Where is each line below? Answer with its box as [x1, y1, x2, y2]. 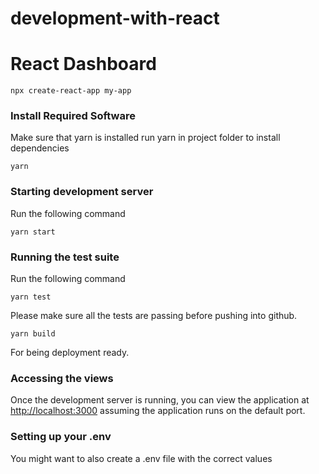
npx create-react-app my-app [10, 86, 132, 96]
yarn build [10, 329, 56, 339]
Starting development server [10, 185, 154, 199]
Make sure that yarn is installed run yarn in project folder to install [10, 132, 281, 144]
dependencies [10, 142, 70, 154]
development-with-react [10, 7, 220, 30]
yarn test [10, 292, 52, 302]
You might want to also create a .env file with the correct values [10, 452, 273, 464]
